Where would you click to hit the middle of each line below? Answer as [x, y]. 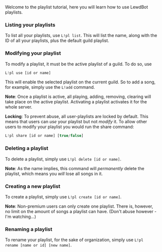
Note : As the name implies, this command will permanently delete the [75, 168]
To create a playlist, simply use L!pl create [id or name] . [63, 196]
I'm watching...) [21, 216]
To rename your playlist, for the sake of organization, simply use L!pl [74, 240]
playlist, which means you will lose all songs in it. [54, 174]
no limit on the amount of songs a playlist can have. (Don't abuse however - [81, 211]
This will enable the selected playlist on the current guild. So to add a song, [80, 82]
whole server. [19, 107]
